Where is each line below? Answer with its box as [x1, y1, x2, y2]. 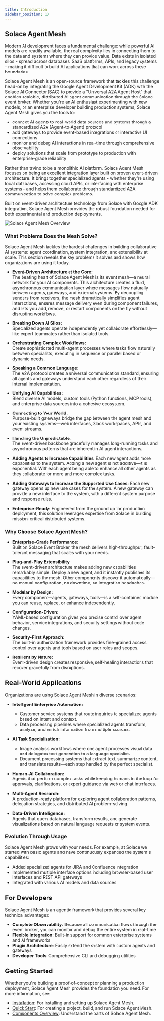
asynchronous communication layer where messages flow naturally [12, 285, 148, 291]
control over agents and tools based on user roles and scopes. [12, 645, 139, 651]
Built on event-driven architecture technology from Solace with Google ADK [5, 200, 158, 206]
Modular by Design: [12, 589, 53, 595]
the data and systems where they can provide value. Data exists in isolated [5, 53, 156, 59]
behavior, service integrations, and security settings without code [12, 619, 145, 625]
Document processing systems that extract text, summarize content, [19, 755, 158, 762]
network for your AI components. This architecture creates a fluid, [12, 279, 146, 285]
